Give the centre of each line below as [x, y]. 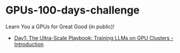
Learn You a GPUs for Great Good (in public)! [60, 26]
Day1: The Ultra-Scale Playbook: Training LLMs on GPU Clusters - [94, 38]
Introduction [29, 44]
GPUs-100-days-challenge [73, 10]
